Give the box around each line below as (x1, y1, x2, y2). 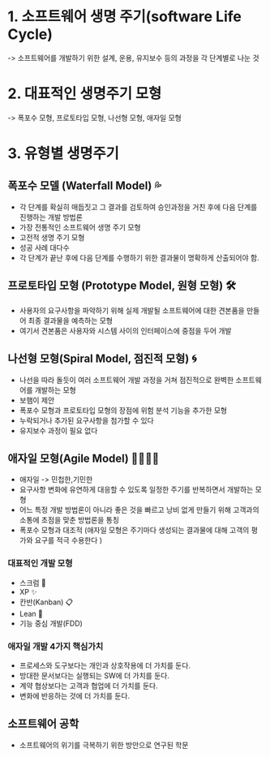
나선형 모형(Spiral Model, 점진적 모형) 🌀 (7, 352, 197, 366)
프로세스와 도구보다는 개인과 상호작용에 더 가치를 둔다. (19, 660, 191, 670)
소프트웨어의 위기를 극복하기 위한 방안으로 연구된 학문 (19, 740, 189, 750)
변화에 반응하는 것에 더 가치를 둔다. (19, 690, 131, 700)
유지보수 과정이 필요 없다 (19, 425, 98, 435)
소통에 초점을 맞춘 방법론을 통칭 (19, 515, 119, 525)
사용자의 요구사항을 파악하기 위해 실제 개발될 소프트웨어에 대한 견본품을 (19, 305, 245, 315)
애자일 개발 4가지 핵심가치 (7, 640, 104, 652)
